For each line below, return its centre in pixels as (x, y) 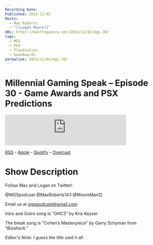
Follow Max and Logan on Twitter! (39, 185)
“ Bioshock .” (17, 228)
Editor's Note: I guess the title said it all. (45, 238)
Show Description (42, 172)
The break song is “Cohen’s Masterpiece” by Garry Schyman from (71, 223)
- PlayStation (23, 50)
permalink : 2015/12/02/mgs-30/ (37, 59)
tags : (10, 37)
